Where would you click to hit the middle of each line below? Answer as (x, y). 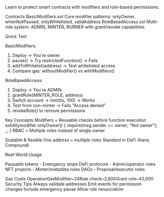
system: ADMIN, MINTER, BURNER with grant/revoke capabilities (79, 27)
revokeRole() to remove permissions (49, 110)
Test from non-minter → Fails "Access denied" (59, 105)
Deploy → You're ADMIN (37, 90)
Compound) (17, 145)
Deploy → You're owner (36, 55)
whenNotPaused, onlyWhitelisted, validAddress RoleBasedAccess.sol (75, 22)
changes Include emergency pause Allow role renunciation (64, 189)
